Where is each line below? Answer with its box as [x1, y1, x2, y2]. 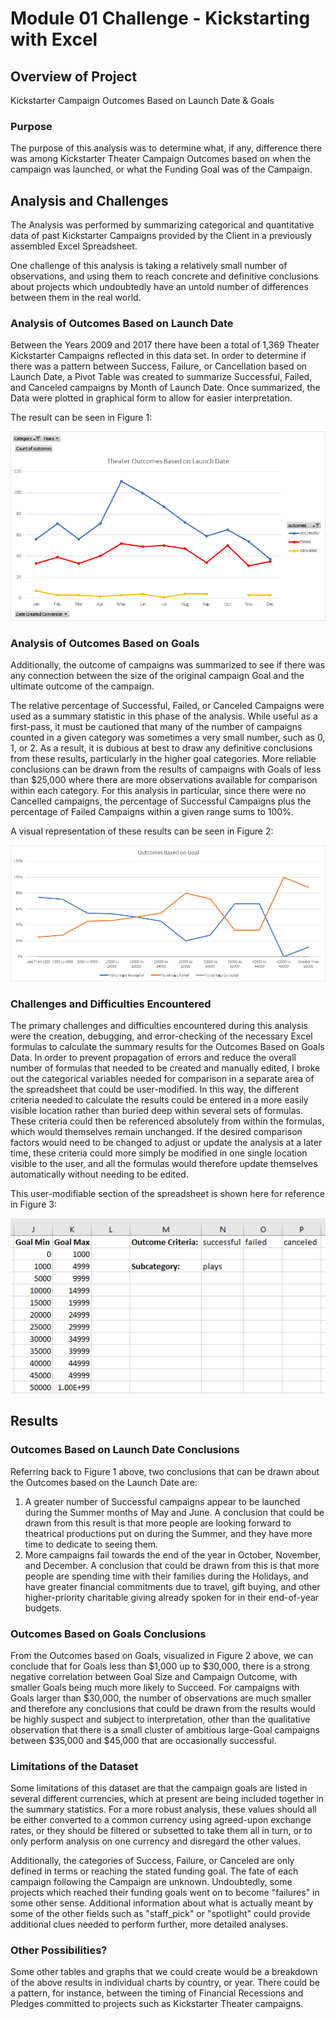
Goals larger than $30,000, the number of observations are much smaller [10, 1692, 312, 1704]
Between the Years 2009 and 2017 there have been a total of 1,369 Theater [10, 339, 320, 351]
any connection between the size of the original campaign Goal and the [10, 670, 305, 682]
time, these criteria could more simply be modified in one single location [10, 1147, 308, 1159]
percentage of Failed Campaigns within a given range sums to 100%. [10, 806, 294, 818]
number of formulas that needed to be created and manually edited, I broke [10, 1062, 321, 1074]
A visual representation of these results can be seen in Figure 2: [10, 825, 274, 837]
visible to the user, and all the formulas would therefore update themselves [10, 1158, 318, 1170]
